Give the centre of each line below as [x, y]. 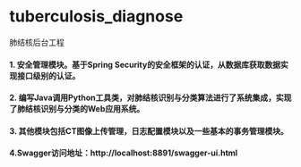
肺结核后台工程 [37, 42]
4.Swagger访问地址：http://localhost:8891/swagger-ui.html [124, 153]
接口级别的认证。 [48, 75]
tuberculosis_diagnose [96, 17]
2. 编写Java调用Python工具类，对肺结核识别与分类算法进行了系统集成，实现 [150, 98]
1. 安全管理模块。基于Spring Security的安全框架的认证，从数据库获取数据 [145, 64]
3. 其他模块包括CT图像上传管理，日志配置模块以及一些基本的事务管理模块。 [149, 130]
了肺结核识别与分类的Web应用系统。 [77, 109]
